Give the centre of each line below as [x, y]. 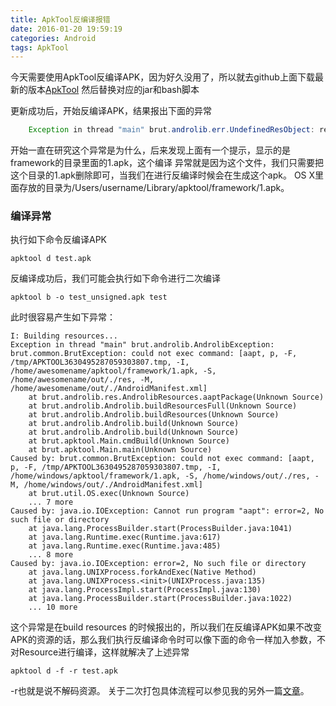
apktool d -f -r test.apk [64, 671]
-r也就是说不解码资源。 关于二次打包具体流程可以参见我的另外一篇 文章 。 [160, 691]
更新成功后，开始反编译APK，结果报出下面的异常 [111, 111]
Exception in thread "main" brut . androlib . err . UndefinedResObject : [171, 130]
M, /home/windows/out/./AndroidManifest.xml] [106, 485]
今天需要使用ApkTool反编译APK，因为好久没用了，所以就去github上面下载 [162, 77]
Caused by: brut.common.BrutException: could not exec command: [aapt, [162, 459]
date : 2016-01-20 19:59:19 [66, 29]
